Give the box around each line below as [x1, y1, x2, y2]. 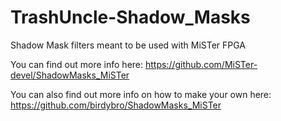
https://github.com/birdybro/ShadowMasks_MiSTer [10, 99, 222, 111]
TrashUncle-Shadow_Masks [10, 6, 251, 29]
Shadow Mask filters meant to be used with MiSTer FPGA [10, 39, 247, 51]
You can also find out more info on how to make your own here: [10, 88, 272, 100]
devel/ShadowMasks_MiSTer [10, 69, 130, 81]
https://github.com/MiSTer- [144, 58, 258, 70]
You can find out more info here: [10, 58, 144, 70]
